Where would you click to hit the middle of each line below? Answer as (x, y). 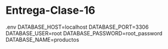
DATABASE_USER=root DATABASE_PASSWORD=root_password (84, 33)
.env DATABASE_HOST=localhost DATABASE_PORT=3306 (77, 27)
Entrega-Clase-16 (51, 10)
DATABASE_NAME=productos (42, 39)
